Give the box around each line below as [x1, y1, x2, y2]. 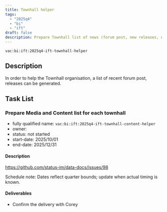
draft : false [5, 30, 32, 35]
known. [5, 179, 20, 185]
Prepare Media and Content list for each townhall [5, 109, 126, 116]
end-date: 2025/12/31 [12, 142, 57, 148]
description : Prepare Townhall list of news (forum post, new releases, [5, 35, 159, 40]
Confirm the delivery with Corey [12, 201, 78, 207]
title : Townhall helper [5, 7, 55, 12]
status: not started [12, 131, 50, 137]
